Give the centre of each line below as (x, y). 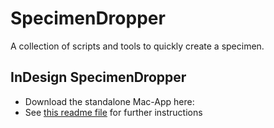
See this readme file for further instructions (113, 112)
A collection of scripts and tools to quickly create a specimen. (137, 46)
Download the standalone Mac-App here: (109, 101)
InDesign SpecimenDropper (98, 77)
